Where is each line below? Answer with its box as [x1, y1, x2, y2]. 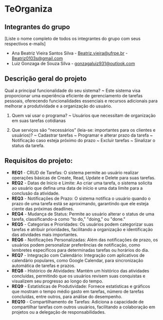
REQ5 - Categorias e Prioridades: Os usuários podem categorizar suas [11, 221, 154, 227]
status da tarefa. [11, 142, 45, 148]
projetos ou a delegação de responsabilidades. [11, 309, 106, 315]
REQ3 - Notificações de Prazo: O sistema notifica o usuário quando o [11, 196, 151, 201]
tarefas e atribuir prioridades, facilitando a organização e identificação [11, 226, 153, 232]
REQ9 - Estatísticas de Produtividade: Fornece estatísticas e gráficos [11, 283, 150, 289]
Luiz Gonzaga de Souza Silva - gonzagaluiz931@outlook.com [11, 61, 135, 66]
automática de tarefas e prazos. [11, 263, 76, 268]
